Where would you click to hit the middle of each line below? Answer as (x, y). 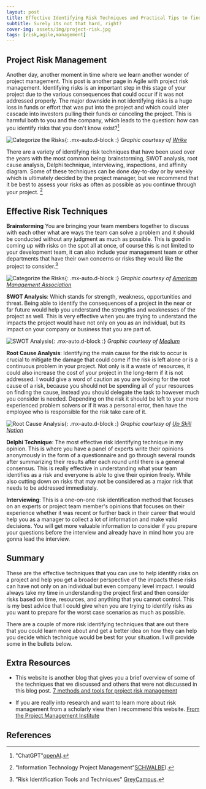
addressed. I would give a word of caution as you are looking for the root (98, 379)
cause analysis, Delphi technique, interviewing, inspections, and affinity (97, 165)
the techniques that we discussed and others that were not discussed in (106, 684)
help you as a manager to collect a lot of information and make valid (92, 519)
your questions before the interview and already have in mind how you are (100, 532)
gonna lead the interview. (38, 539)
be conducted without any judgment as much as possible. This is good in (99, 239)
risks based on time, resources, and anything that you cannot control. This (100, 599)
